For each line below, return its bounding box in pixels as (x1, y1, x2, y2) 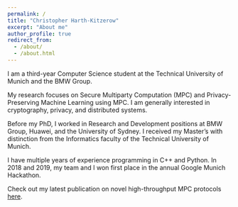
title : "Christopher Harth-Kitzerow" (7, 17, 119, 24)
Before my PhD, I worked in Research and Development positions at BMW (7, 119, 223, 128)
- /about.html (13, 50, 55, 57)
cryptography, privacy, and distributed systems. (7, 106, 148, 114)
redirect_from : (7, 37, 53, 44)
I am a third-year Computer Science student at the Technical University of (7, 69, 224, 78)
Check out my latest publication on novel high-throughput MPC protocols (7, 184, 222, 193)
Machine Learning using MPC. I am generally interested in (40, 98, 210, 106)
